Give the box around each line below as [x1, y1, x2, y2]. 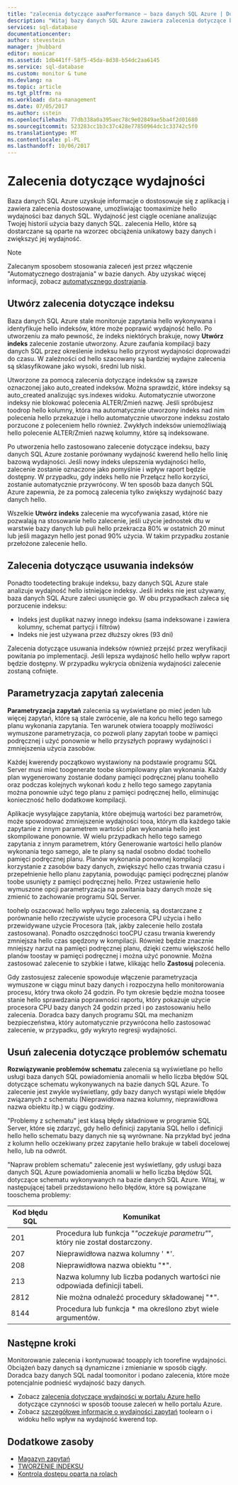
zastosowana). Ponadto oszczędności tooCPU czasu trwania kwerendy [7, 928, 216, 937]
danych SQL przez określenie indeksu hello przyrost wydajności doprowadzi [7, 346, 230, 355]
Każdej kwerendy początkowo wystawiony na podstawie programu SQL [7, 758, 217, 766]
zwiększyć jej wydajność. [7, 235, 81, 243]
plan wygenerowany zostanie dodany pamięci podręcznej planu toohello [7, 773, 219, 781]
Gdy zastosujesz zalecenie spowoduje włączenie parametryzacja [7, 972, 198, 981]
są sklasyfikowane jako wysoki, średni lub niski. [7, 362, 147, 370]
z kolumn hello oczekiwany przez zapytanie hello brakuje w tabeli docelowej [7, 1139, 230, 1148]
